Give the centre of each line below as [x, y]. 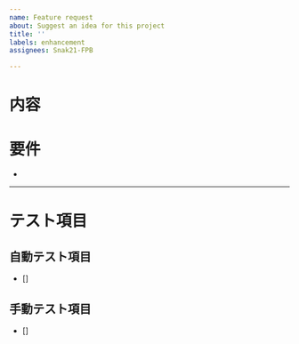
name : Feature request [51, 17]
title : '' [28, 34]
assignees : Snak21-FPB [51, 51]
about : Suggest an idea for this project [87, 26]
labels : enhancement [48, 42]
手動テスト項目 [50, 309]
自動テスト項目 [50, 256]
